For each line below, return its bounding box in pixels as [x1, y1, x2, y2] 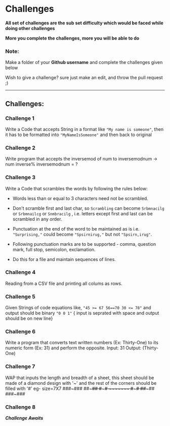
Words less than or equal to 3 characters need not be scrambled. [12, 195, 148, 201]
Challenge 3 [5, 174, 36, 181]
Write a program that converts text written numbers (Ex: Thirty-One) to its [5, 340, 158, 346]
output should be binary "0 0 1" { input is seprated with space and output [5, 310, 159, 316]
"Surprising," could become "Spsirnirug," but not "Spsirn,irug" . [12, 231, 152, 237]
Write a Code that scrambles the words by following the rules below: [5, 185, 148, 191]
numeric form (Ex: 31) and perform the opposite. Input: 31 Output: [5, 345, 142, 351]
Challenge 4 [5, 269, 36, 276]
